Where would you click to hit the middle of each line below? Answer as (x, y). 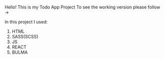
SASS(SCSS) (25, 37)
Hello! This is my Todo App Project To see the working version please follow (82, 7)
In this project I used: (26, 22)
